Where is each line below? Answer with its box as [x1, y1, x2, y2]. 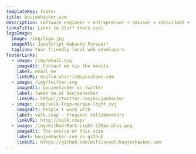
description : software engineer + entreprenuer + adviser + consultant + [6, 19, 191, 25]
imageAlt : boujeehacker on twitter [16, 85, 104, 91]
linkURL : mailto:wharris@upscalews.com [16, 74, 114, 80]
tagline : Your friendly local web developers [11, 47, 125, 53]
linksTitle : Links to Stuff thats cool [6, 25, 104, 31]
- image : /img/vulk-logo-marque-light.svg [11, 101, 117, 107]
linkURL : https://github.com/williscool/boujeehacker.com [16, 139, 161, 145]
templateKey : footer [6, 8, 57, 15]
